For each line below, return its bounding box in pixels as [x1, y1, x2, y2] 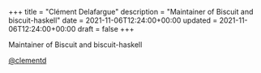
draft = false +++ [77, 24, 135, 33]
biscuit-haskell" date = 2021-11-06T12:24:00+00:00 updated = [8, 15, 218, 25]
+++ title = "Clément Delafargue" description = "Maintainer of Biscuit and [8, 7, 254, 16]
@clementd [8, 56, 47, 65]
